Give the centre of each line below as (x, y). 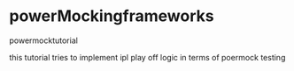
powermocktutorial (43, 40)
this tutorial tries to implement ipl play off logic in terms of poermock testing (147, 57)
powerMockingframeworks (112, 16)
